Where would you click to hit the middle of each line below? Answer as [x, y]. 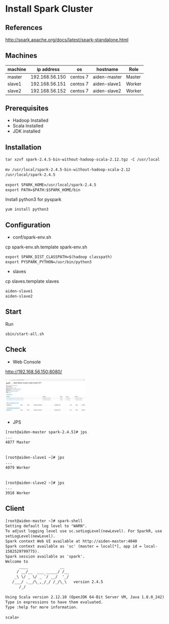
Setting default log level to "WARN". [46, 526]
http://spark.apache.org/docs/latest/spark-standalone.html [67, 40]
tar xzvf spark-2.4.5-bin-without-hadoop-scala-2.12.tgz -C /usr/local [82, 160]
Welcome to [17, 562]
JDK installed [26, 131]
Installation [23, 147]
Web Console [27, 362]
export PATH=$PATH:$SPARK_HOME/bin [43, 190]
